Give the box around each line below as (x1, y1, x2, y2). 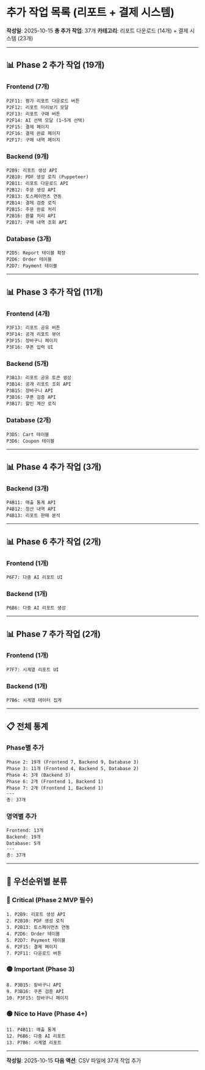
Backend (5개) (6, 359, 49, 368)
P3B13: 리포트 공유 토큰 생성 (6, 375, 72, 381)
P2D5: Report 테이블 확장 (6, 250, 66, 257)
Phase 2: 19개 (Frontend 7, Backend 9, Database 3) (6, 759, 139, 765)
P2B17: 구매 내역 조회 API (6, 219, 67, 225)
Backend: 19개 (6, 834, 41, 840)
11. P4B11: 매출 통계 (6, 1027, 56, 1033)
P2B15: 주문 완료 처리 (6, 206, 57, 213)
